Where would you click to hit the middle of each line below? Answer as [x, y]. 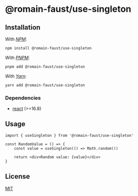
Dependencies [23, 98]
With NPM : [16, 39]
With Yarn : [16, 76]
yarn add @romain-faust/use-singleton [45, 85]
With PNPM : [18, 57]
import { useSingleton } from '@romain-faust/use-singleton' [69, 135]
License [18, 176]
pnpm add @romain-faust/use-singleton [45, 67]
